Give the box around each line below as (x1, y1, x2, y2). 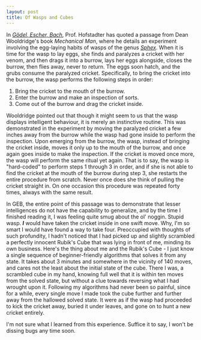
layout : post (6, 8, 39, 15)
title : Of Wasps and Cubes (6, 14, 74, 20)
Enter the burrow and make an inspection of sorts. (14, 94, 139, 101)
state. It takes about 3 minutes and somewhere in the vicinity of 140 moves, (6, 258, 193, 265)
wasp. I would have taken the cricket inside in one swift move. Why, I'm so (6, 219, 190, 226)
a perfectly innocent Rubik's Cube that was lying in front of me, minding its (6, 238, 191, 246)
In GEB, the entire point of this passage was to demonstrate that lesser (6, 200, 181, 208)
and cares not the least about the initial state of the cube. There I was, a (6, 264, 184, 271)
